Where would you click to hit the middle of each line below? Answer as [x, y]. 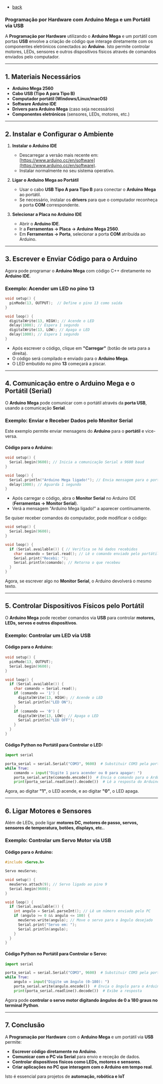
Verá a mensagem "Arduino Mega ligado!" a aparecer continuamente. [81, 508]
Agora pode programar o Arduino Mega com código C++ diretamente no [78, 271]
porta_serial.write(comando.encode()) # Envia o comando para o [81, 777]
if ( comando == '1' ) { [37, 693]
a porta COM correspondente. [49, 205]
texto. [11, 586]
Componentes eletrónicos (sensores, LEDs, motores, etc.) [71, 114]
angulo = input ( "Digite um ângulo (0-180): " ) [62, 982]
